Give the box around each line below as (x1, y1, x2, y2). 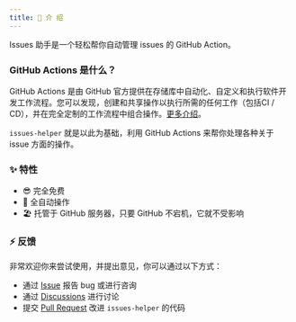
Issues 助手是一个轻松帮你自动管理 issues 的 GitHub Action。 (9, 39, 237, 49)
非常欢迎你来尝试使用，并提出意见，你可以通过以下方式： (9, 260, 222, 271)
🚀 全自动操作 (22, 197, 70, 208)
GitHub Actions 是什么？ (9, 64, 117, 76)
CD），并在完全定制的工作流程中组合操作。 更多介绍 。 (9, 108, 207, 119)
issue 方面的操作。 (9, 139, 79, 149)
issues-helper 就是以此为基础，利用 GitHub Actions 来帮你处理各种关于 (9, 127, 274, 138)
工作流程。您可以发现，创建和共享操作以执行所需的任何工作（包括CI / (16, 96, 274, 108)
